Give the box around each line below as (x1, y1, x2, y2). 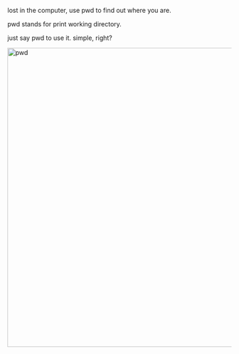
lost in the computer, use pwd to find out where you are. (7, 6, 172, 14)
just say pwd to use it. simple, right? (7, 33, 112, 42)
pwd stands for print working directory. (7, 20, 122, 28)
